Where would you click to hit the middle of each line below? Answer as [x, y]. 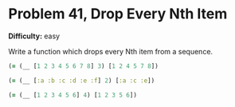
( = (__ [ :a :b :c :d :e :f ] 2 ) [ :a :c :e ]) [82, 81]
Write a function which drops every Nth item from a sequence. [111, 51]
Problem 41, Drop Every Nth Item [118, 14]
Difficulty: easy [34, 36]
